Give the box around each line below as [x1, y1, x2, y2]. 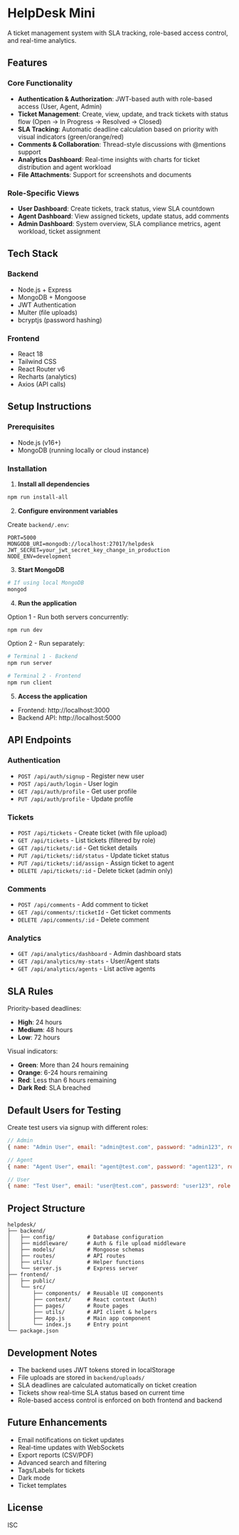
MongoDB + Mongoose [17, 292, 87, 301]
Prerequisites [7, 422, 55, 432]
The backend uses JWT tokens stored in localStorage [17, 1365, 176, 1374]
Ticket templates [17, 1481, 67, 1489]
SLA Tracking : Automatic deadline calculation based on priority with [17, 125, 218, 133]
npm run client [7, 679, 53, 686]
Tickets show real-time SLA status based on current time [17, 1388, 185, 1397]
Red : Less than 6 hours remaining [17, 1076, 117, 1085]
